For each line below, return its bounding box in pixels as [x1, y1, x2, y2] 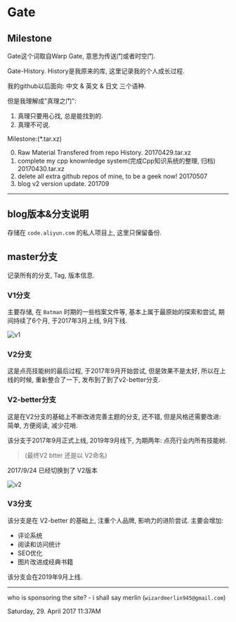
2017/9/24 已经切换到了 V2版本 [7, 466, 98, 474]
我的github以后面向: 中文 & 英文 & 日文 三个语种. [7, 82, 146, 90]
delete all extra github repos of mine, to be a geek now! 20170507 [17, 172, 208, 180]
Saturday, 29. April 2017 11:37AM [7, 607, 102, 615]
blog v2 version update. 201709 [17, 180, 110, 187]
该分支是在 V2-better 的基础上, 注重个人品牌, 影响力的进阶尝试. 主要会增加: [7, 516, 223, 525]
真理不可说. [17, 120, 51, 129]
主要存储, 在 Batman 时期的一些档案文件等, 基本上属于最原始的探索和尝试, [7, 307, 217, 316]
